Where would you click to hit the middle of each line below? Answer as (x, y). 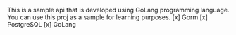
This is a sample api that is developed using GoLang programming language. (118, 10)
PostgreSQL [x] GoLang (42, 24)
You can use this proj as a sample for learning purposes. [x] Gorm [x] (107, 17)
